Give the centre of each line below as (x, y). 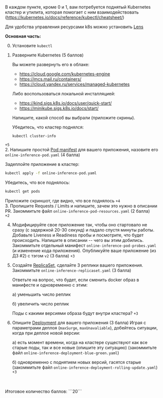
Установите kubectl (32, 45)
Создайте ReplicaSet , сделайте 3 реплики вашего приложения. (78, 265)
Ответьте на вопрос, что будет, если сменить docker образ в (76, 280)
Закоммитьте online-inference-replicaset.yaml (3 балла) (72, 270)
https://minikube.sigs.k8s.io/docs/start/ (59, 108)
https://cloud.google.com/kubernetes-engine (65, 74)
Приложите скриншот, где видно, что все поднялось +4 (63, 200)
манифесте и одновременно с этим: (50, 285)
